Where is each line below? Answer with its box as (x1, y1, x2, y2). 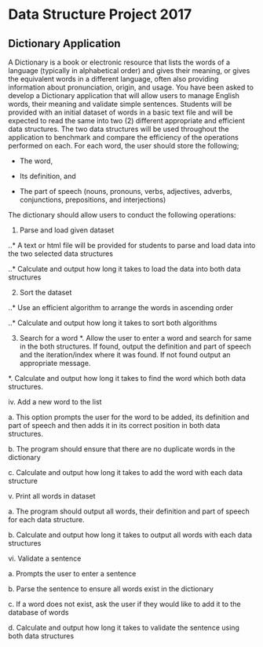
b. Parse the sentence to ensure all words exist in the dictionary (8, 584, 214, 594)
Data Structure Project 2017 (8, 5, 192, 24)
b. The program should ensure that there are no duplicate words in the (8, 444, 236, 453)
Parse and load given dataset (19, 225, 115, 235)
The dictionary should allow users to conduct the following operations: (8, 210, 236, 219)
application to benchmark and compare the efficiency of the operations (8, 133, 239, 142)
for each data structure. (8, 515, 85, 524)
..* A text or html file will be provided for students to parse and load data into (8, 241, 256, 250)
